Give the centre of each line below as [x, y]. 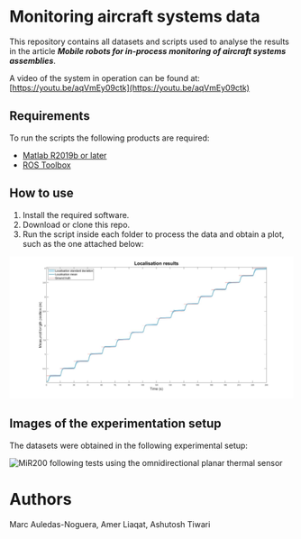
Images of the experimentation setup [115, 424]
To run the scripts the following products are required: [109, 138]
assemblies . [33, 60]
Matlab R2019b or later [64, 155]
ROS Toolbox [46, 165]
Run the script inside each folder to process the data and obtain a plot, [153, 234]
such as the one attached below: [83, 243]
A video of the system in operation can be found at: [105, 78]
